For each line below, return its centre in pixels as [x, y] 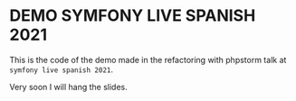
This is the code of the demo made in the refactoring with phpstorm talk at [148, 60]
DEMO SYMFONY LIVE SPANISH [133, 16]
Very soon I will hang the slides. [69, 87]
